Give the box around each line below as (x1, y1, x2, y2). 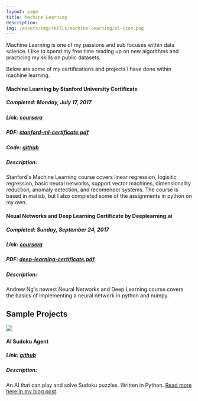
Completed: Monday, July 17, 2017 (6, 99, 92, 106)
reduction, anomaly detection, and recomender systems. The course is (6, 186, 178, 193)
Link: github (6, 352, 37, 358)
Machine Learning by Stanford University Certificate (6, 85, 138, 92)
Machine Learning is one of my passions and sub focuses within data (6, 41, 175, 49)
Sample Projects (6, 309, 68, 319)
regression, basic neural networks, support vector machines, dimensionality (6, 180, 191, 187)
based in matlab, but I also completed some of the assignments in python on (6, 193, 192, 200)
